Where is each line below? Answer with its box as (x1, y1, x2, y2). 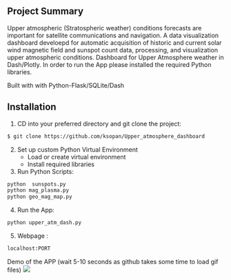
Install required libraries (27, 160, 95, 168)
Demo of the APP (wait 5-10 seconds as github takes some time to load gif (7, 257, 219, 266)
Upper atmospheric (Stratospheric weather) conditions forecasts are (7, 23, 202, 32)
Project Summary (7, 6, 84, 17)
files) (7, 266, 22, 274)
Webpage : (17, 232, 48, 240)
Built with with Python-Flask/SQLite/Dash (7, 81, 125, 89)
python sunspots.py (7, 181, 67, 188)
